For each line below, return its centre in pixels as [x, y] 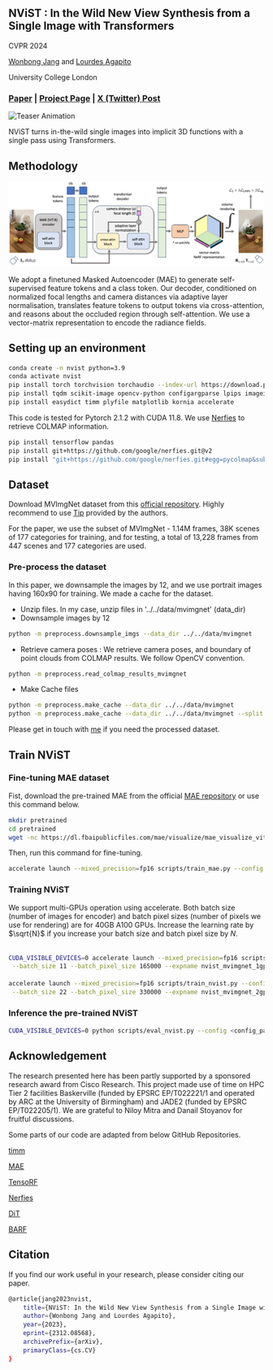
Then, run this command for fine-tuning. [76, 853]
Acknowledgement [58, 1056]
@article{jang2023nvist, [50, 1299]
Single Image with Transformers [91, 26]
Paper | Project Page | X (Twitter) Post [84, 98]
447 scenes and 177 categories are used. [77, 546]
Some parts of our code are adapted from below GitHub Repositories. [125, 1134]
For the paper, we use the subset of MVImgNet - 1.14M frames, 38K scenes [134, 528]
